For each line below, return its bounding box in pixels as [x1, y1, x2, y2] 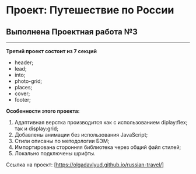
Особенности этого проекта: [6, 107, 80, 114]
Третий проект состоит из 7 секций [6, 48, 97, 54]
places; [14, 84, 33, 91]
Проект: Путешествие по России [6, 4, 174, 17]
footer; [14, 96, 31, 103]
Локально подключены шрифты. [14, 150, 96, 156]
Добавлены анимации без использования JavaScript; [14, 131, 148, 138]
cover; [14, 90, 30, 97]
